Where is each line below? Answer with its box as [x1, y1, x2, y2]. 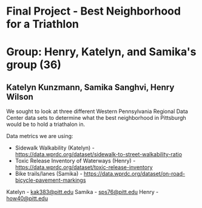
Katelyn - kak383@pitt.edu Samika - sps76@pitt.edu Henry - [6, 189, 159, 196]
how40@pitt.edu [6, 195, 49, 202]
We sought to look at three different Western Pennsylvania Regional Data [6, 108, 188, 115]
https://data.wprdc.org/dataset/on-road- [84, 170, 186, 178]
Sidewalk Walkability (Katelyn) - [15, 144, 95, 151]
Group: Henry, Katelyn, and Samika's [6, 45, 197, 59]
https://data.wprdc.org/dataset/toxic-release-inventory [15, 164, 153, 171]
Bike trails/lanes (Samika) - [15, 170, 83, 178]
